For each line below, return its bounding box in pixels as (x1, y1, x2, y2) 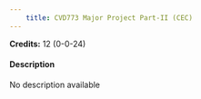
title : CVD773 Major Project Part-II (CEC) (25, 13, 194, 23)
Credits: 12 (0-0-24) (9, 38, 86, 49)
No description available (9, 79, 101, 90)
